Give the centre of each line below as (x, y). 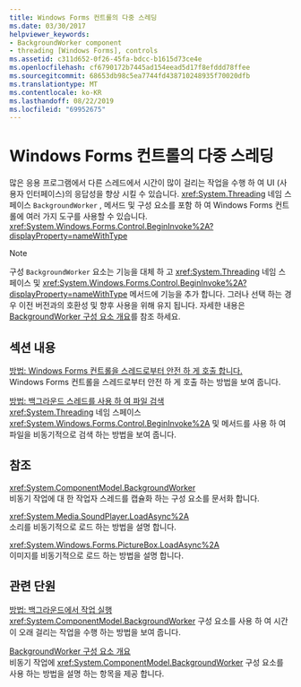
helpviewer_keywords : (50, 34)
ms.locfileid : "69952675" (57, 109)
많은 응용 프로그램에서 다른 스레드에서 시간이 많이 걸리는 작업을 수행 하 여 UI (142, 183)
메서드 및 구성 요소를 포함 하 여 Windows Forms (189, 205)
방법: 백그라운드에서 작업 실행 (61, 609)
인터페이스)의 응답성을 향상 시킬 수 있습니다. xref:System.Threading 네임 (154, 194)
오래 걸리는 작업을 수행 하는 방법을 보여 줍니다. (100, 631)
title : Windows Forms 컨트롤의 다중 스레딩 (83, 17)
